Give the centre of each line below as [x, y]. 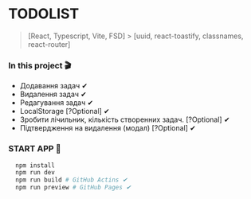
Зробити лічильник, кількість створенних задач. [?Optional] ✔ [125, 119]
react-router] [49, 44]
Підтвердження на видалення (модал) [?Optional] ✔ [108, 128]
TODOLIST [44, 14]
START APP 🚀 [35, 149]
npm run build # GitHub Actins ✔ [72, 180]
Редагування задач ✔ [57, 103]
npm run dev [35, 173]
